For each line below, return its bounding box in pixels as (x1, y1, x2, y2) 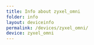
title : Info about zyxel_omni (6, 8, 81, 15)
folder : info (6, 14, 38, 20)
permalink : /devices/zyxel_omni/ (6, 25, 89, 31)
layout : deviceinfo (6, 19, 54, 25)
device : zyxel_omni (6, 30, 54, 36)
